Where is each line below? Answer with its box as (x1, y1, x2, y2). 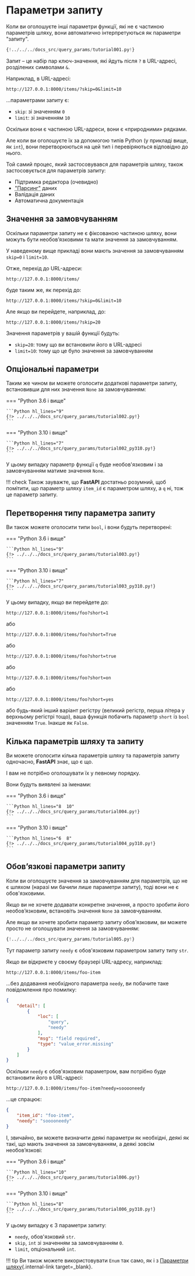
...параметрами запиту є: (6, 96, 69, 103)
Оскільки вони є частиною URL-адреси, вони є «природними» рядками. (6, 125, 187, 133)
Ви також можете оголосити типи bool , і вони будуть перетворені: (6, 524, 172, 531)
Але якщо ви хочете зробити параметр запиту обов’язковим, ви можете (6, 918, 187, 925)
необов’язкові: (6, 1146, 43, 1153)
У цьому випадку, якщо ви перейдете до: (6, 599, 109, 606)
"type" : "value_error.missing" (37, 1041, 114, 1047)
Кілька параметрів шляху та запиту (6, 737, 144, 746)
